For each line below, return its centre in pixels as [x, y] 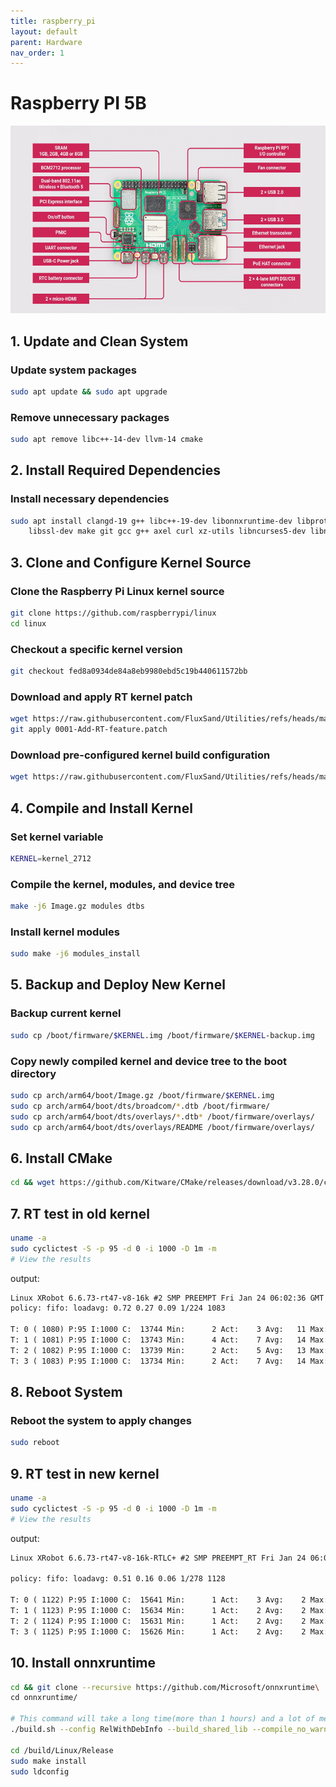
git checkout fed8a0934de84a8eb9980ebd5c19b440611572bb [129, 671]
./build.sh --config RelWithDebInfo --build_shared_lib [129, 1730]
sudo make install [48, 1761]
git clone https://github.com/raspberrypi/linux [113, 613]
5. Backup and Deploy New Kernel [118, 985]
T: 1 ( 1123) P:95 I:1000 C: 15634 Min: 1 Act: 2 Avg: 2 [158, 1611]
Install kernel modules [65, 932]
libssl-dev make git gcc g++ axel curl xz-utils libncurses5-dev [167, 531]
